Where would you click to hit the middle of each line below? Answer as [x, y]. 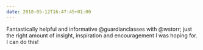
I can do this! [23, 42]
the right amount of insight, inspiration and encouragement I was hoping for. [102, 35]
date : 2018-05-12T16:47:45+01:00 [49, 12]
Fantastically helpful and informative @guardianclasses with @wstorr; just [99, 29]
